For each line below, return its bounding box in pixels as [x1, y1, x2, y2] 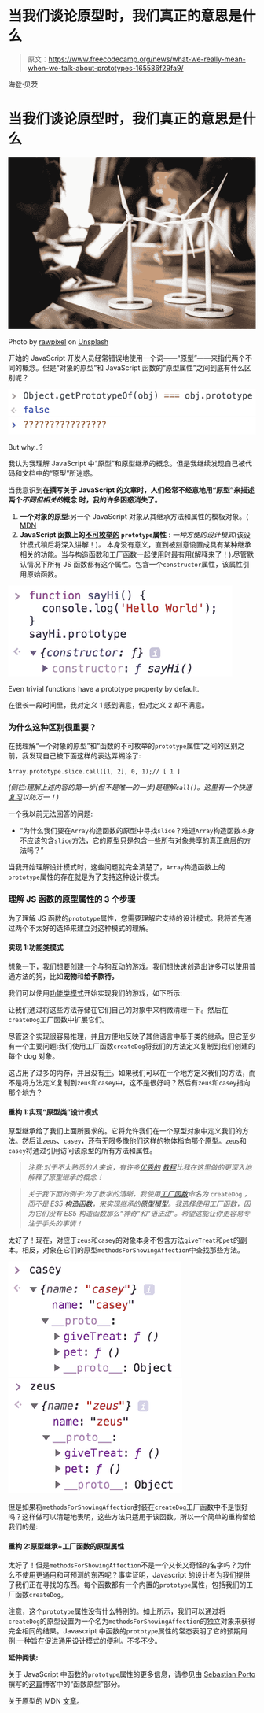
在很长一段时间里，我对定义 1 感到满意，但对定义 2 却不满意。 [8, 700, 209, 710]
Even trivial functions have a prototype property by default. [8, 684, 200, 694]
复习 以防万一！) [8, 792, 60, 802]
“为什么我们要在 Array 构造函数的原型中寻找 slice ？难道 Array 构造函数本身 [19, 826, 255, 836]
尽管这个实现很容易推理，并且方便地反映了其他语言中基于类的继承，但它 [8, 1031, 242, 1040]
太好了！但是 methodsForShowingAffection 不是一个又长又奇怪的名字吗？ [8, 1560, 238, 1570]
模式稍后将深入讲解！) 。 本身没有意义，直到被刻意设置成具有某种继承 [26, 540, 251, 550]
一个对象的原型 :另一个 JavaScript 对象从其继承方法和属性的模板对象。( [19, 512, 249, 521]
